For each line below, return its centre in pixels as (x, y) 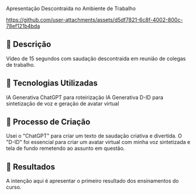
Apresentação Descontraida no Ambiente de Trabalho (71, 8)
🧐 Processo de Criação (48, 122)
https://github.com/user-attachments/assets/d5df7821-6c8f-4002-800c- (94, 20)
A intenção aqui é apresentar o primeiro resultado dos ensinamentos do (93, 181)
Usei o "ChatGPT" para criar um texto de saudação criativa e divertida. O (94, 136)
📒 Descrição (29, 44)
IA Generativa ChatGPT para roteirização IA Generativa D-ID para (85, 97)
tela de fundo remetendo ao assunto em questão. (66, 148)
